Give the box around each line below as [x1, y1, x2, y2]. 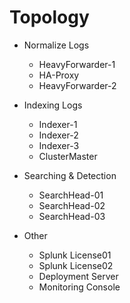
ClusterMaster [38, 150, 98, 162]
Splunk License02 [38, 259, 114, 271]
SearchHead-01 [38, 189, 104, 201]
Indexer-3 [38, 139, 80, 151]
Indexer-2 [38, 129, 79, 141]
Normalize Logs [23, 39, 90, 51]
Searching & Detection [23, 169, 117, 181]
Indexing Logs [23, 99, 83, 111]
